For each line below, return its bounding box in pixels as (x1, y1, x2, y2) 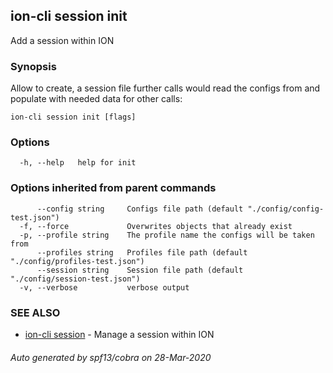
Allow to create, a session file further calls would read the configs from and (10, 82, 321, 94)
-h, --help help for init (19, 158, 137, 168)
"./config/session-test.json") (10, 274, 141, 284)
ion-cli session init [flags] (10, 112, 137, 123)
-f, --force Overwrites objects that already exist (19, 221, 293, 231)
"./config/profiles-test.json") (10, 256, 145, 266)
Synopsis (10, 59, 57, 73)
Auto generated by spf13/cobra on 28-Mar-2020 (10, 351, 212, 363)
